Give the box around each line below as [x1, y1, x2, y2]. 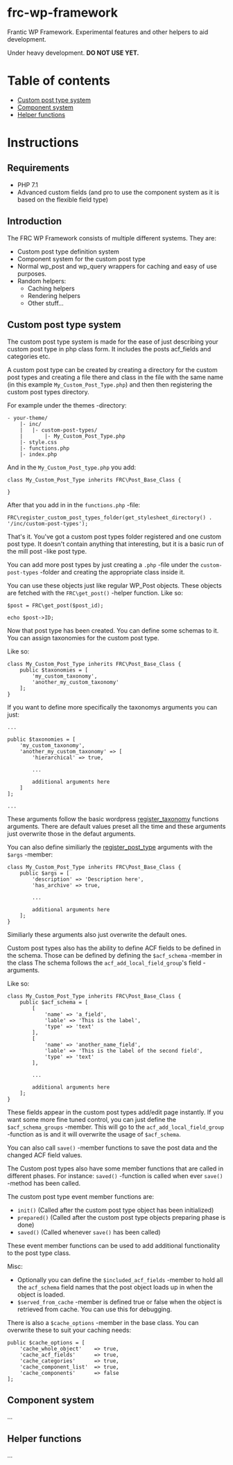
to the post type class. [7, 1249, 71, 1257]
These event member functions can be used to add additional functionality [7, 1241, 221, 1249]
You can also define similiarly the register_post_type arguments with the [7, 843, 213, 851]
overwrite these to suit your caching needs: [7, 1326, 132, 1334]
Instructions [7, 135, 79, 150]
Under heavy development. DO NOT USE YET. [7, 49, 139, 57]
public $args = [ [19, 870, 70, 877]
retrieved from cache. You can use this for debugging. [17, 1305, 172, 1313]
